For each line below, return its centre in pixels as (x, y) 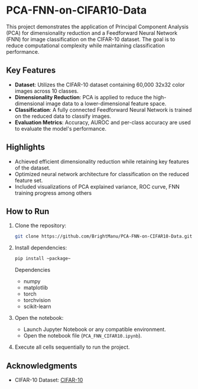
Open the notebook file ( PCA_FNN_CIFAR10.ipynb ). (83, 336)
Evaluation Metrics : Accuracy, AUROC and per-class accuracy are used (103, 122)
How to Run (28, 211)
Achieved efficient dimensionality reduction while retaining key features (102, 161)
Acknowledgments (42, 366)
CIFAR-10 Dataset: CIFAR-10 (49, 380)
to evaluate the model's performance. (60, 128)
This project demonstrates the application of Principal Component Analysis (98, 27)
